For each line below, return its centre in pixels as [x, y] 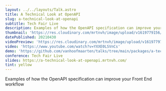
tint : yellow [19, 65]
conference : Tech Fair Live [34, 56]
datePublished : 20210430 [31, 38]
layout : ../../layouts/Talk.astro [41, 10]
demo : [11, 51]
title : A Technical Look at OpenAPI [43, 14]
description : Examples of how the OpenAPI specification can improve [78, 28]
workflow [15, 84]
